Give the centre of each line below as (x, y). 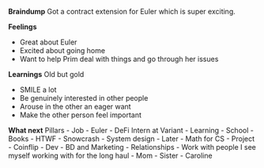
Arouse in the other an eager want (75, 107)
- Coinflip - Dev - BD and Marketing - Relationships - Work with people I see (132, 147)
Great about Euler (48, 42)
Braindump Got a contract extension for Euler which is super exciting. (122, 11)
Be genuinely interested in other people (84, 98)
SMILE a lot (38, 90)
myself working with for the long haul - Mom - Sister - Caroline (110, 155)
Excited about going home (62, 50)
